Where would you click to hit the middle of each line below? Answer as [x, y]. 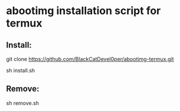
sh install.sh [21, 70]
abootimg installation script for [84, 11]
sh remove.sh [23, 103]
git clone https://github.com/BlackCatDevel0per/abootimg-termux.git [90, 59]
